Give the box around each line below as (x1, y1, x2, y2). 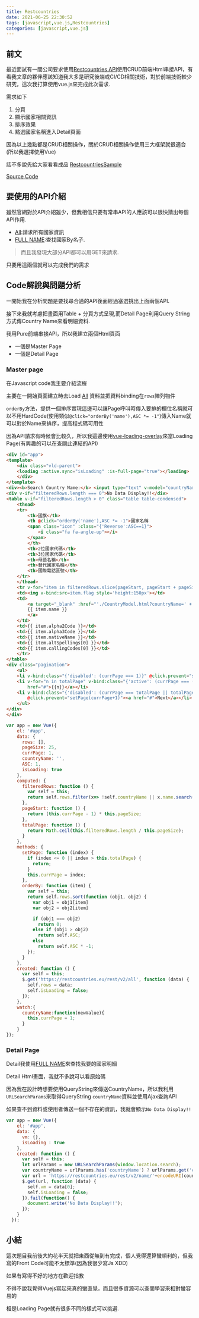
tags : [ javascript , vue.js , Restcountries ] (6, 20, 110, 26)
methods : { (17, 844, 44, 850)
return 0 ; (37, 921, 62, 927)
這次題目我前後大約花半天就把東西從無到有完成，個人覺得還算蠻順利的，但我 (6, 1252, 193, 1259)
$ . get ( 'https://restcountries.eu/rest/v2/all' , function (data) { (21, 976, 190, 982)
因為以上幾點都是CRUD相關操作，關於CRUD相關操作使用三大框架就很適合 (6, 141, 187, 148)
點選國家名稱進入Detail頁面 (14, 129, 81, 136)
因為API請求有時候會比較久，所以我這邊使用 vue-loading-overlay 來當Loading (6, 432, 193, 439)
